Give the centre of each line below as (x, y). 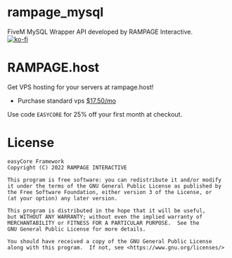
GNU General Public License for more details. (77, 229)
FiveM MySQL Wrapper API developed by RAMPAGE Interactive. (100, 32)
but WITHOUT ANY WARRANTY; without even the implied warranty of (105, 217)
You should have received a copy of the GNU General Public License (110, 241)
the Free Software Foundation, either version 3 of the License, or (110, 192)
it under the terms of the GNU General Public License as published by (114, 186)
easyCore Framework (36, 161)
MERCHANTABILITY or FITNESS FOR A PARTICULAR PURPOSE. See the (103, 223)
